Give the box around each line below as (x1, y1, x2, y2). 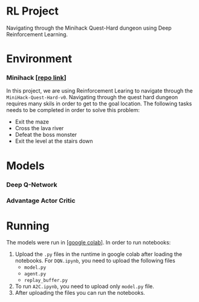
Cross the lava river (15, 125, 64, 132)
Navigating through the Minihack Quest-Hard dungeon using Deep (6, 24, 172, 31)
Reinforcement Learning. (6, 30, 68, 38)
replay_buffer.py (24, 277, 68, 284)
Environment (6, 52, 73, 66)
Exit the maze (15, 118, 50, 125)
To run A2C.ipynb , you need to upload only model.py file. (15, 283, 154, 290)
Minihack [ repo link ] (6, 74, 67, 82)
